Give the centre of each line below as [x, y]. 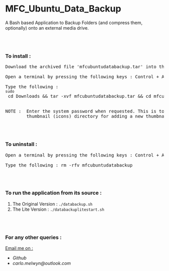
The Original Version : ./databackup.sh [53, 204]
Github [19, 258]
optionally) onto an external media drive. [47, 28]
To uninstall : [21, 145]
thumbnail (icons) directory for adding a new [85, 116]
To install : [18, 56]
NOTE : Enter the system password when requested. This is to [85, 111]
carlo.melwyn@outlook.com [42, 263]
